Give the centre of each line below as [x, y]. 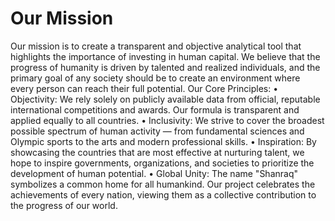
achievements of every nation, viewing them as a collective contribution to [163, 194]
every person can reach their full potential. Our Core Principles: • [144, 88]
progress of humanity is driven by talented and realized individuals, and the [165, 67]
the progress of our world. [64, 205]
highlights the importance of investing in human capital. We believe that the [165, 56]
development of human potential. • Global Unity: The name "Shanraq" [154, 173]
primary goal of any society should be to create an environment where [155, 78]
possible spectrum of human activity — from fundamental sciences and [157, 131]
